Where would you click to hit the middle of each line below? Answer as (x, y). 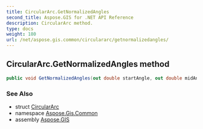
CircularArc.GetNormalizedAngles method (88, 64)
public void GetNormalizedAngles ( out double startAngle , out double (94, 78)
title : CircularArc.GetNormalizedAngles (58, 12)
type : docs (20, 29)
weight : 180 (21, 34)
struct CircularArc (37, 107)
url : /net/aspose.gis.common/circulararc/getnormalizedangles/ (88, 40)
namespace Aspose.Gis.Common (56, 113)
